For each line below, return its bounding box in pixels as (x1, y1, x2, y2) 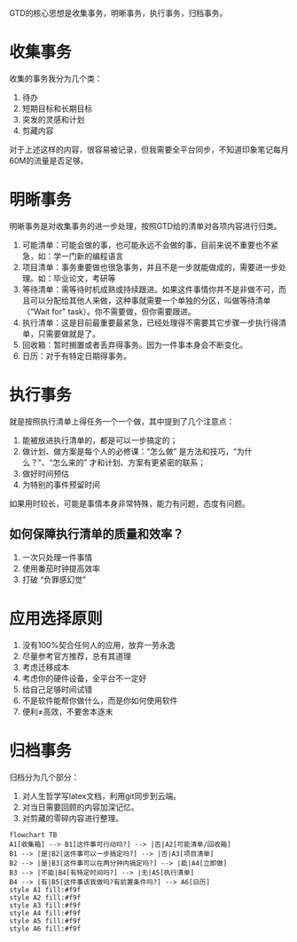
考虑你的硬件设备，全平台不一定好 (21, 673, 147, 684)
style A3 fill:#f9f (9, 900, 82, 910)
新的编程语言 (76, 250, 124, 261)
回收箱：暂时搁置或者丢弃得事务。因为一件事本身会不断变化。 (21, 339, 248, 350)
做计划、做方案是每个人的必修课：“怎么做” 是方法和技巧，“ (21, 446, 238, 456)
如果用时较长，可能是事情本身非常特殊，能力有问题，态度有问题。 (9, 498, 250, 509)
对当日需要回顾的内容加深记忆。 (21, 802, 139, 812)
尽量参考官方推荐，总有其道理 (21, 651, 131, 661)
